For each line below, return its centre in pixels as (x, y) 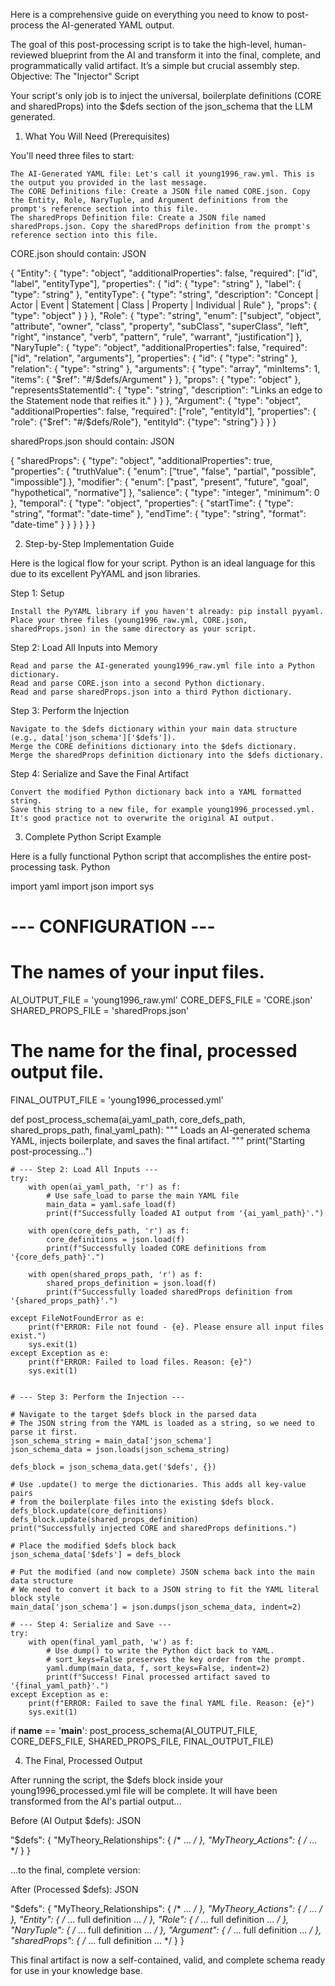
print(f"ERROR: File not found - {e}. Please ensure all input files (176, 1327)
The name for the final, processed (154, 1051)
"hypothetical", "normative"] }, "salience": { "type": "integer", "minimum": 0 (165, 492)
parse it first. (44, 1432)
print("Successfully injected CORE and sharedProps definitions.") (154, 1529)
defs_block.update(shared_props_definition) (104, 1520)
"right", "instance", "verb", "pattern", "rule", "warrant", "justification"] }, (156, 337)
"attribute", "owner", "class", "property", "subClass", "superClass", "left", (160, 326)
